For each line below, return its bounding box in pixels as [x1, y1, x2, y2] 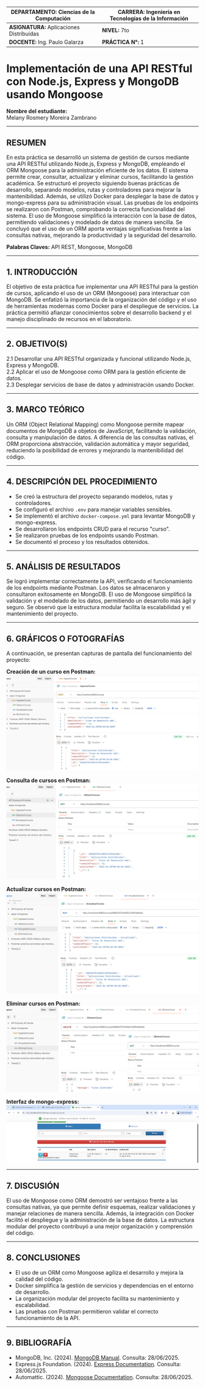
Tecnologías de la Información [109, 15, 189, 22]
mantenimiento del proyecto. [6, 610, 78, 617]
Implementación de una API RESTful [6, 62, 193, 75]
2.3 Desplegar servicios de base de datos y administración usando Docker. [6, 381, 195, 388]
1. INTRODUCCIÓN [6, 267, 77, 277]
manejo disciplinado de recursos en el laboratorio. [6, 316, 132, 323]
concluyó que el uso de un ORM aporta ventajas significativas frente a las [6, 225, 192, 233]
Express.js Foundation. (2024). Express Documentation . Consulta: [15, 1360, 181, 1367]
